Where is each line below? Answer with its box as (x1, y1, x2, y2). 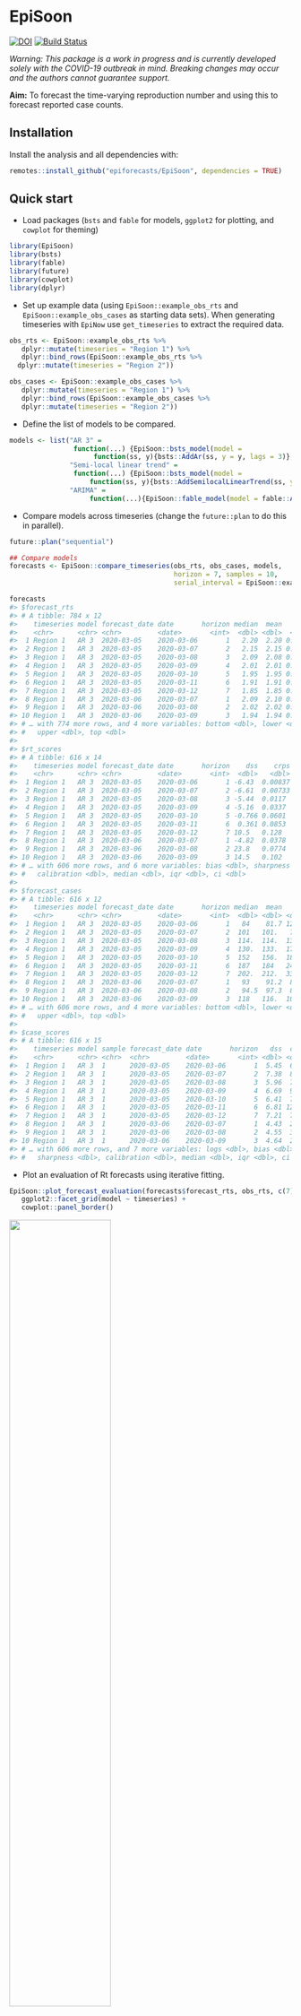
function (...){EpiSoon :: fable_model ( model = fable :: (89, 494, 291, 503)
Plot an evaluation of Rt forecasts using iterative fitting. (21, 1169, 225, 1180)
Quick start (9, 191, 73, 207)
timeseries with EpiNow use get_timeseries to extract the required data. (21, 318, 285, 329)
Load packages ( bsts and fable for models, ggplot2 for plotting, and (21, 215, 275, 226)
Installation (9, 125, 73, 141)
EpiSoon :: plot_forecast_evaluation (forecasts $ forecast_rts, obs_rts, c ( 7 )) (9, 1186, 298, 1196)
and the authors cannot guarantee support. (9, 72, 170, 82)
